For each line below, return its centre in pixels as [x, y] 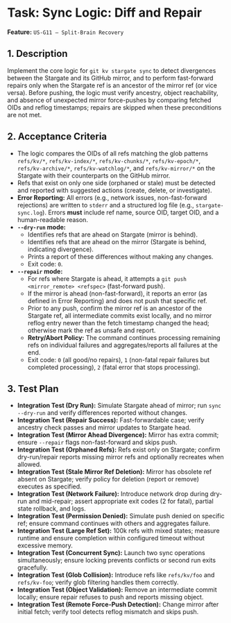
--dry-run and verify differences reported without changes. [102, 413]
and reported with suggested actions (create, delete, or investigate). [114, 190]
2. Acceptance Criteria [57, 137]
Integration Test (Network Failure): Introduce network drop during [113, 494]
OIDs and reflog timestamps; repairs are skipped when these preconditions [114, 107]
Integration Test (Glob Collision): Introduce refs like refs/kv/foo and [116, 575]
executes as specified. [49, 486]
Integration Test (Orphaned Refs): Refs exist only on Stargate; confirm [119, 450]
